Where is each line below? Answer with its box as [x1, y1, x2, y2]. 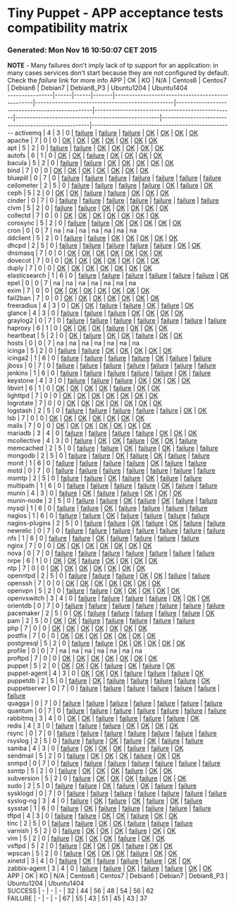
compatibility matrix [7, 20, 128, 36]
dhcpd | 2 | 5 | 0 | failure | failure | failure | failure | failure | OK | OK [7, 242, 201, 250]
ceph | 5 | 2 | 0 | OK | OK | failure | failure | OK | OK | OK [7, 189, 169, 197]
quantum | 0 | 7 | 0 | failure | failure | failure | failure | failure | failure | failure [7, 706, 227, 715]
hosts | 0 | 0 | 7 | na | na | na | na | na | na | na [7, 339, 139, 347]
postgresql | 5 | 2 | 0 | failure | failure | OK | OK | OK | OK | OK [7, 639, 185, 648]
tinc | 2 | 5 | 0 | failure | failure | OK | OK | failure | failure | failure [7, 819, 193, 828]
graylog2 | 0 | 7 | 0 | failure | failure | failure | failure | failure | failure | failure [7, 316, 227, 325]
